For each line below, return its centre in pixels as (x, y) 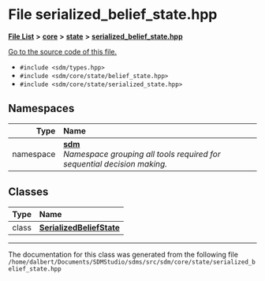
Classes (28, 192)
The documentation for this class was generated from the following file (123, 254)
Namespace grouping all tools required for (142, 154)
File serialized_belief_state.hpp (113, 15)
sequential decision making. (115, 163)
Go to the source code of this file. (63, 51)
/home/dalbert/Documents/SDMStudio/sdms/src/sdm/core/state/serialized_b (132, 262)
